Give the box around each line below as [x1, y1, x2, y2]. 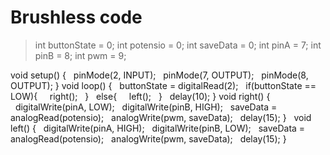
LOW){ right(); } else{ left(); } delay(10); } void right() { [10, 90, 271, 102]
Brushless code [10, 6, 143, 29]
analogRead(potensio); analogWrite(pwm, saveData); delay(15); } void [10, 111, 312, 123]
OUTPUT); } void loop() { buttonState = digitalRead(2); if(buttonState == [10, 79, 317, 91]
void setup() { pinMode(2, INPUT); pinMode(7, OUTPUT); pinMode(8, [10, 69, 309, 81]
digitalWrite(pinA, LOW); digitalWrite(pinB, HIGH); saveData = [14, 101, 278, 113]
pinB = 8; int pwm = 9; [34, 49, 127, 61]
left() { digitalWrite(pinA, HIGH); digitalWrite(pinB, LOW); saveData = [10, 122, 306, 134]
